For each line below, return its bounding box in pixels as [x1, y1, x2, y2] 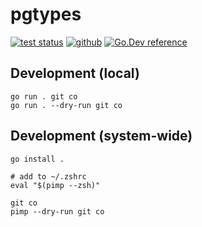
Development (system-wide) [10, 128, 193, 145]
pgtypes [10, 3, 82, 26]
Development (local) [10, 65, 140, 82]
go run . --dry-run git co [10, 100, 123, 110]
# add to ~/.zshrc [10, 171, 87, 182]
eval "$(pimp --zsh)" [10, 180, 101, 190]
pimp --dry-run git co [10, 206, 105, 217]
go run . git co [10, 91, 78, 102]
